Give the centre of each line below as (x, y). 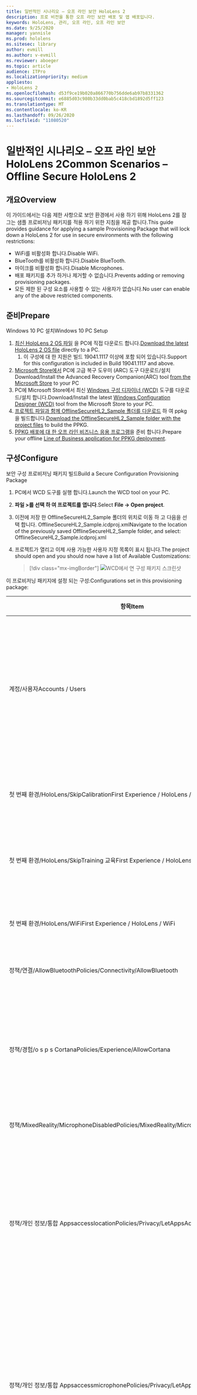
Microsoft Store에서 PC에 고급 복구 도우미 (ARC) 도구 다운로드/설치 (93, 370)
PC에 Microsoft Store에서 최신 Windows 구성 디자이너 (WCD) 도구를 (94, 390)
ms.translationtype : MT (35, 104)
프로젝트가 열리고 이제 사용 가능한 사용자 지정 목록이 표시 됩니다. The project (102, 549)
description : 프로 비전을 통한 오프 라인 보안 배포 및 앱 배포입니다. (81, 17)
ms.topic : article (28, 66)
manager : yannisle (28, 33)
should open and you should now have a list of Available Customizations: (103, 556)
